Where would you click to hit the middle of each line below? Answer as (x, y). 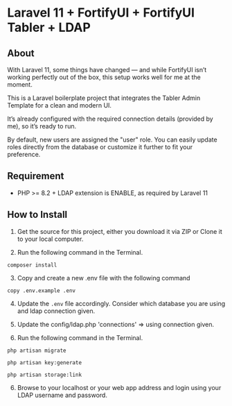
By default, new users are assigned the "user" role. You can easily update (112, 139)
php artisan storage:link (44, 375)
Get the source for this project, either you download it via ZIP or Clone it (120, 231)
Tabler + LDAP (49, 27)
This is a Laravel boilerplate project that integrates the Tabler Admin (104, 98)
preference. (24, 154)
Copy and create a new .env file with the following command (104, 278)
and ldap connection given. (56, 311)
